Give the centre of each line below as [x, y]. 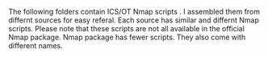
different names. [36, 46]
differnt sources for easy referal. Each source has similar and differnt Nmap [134, 20]
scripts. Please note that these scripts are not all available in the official [126, 28]
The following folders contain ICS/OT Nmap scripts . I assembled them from [134, 12]
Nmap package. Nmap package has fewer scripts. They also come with [127, 37]
